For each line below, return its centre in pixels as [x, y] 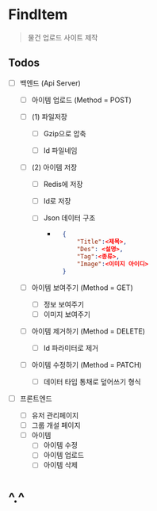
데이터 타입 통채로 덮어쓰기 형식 [92, 381]
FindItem [38, 15]
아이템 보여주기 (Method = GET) [82, 288]
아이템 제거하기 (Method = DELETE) [88, 331]
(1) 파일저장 [49, 116]
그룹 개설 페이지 [56, 425]
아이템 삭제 [60, 465]
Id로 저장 [57, 201]
